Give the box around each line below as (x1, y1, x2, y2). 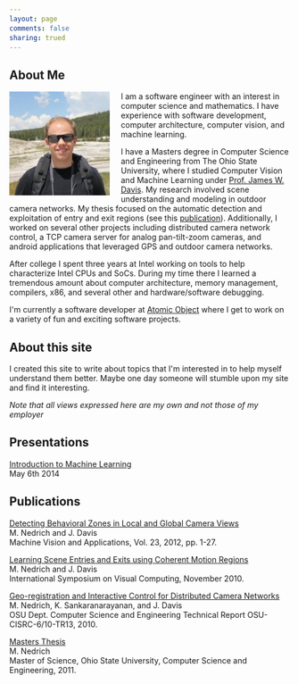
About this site (9, 339, 93, 355)
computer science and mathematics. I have (120, 101, 279, 112)
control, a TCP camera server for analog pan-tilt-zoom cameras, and (9, 232, 261, 243)
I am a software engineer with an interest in (120, 91, 280, 102)
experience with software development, (120, 110, 267, 121)
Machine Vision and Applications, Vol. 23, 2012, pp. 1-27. (9, 537, 217, 547)
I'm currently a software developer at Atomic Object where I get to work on (9, 304, 285, 315)
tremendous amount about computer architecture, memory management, (9, 278, 278, 288)
